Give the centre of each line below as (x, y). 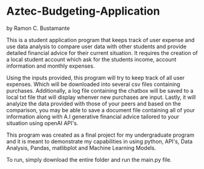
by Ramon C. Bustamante (38, 28)
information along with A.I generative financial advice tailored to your (93, 117)
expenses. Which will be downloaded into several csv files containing (93, 84)
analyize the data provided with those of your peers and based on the (94, 103)
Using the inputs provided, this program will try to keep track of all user (95, 77)
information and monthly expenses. (51, 66)
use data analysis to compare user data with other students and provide (97, 46)
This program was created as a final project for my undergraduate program (100, 135)
